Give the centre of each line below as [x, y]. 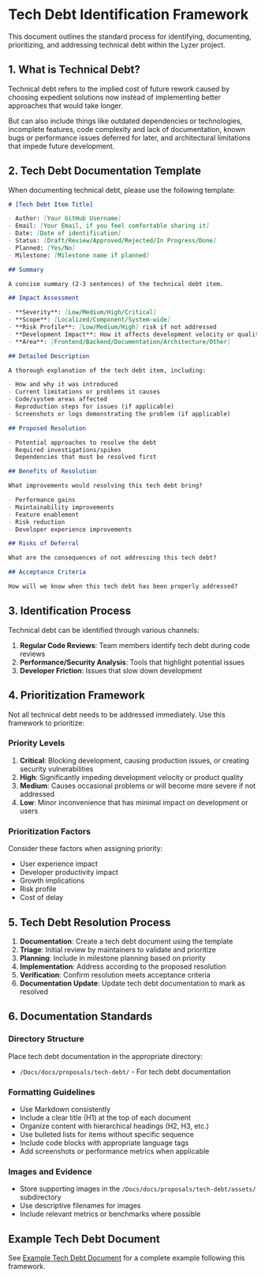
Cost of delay [41, 898]
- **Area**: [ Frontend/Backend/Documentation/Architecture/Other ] [119, 341]
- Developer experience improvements [70, 529]
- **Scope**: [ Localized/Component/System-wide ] [90, 320]
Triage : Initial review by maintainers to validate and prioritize [118, 949]
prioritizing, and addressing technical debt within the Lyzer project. [117, 44]
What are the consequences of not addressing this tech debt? [112, 558]
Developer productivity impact [69, 872]
